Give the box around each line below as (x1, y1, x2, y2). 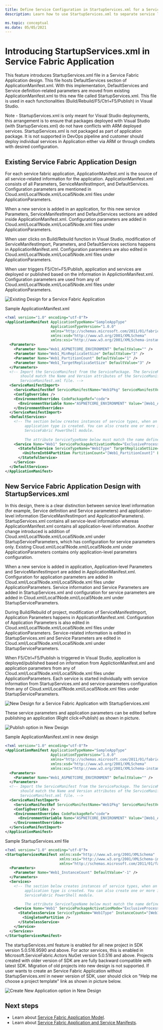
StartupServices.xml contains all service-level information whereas (5, 518, 139, 524)
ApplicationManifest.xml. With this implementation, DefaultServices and (5, 83, 148, 89)
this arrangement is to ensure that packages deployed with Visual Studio (5, 118, 150, 124)
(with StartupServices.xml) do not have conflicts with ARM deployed (5, 123, 142, 129)
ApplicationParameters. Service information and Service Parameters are (5, 585, 149, 590)
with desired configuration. (5, 144, 59, 150)
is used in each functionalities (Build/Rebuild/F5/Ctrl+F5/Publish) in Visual (5, 98, 153, 104)
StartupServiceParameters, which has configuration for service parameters (5, 539, 155, 545)
